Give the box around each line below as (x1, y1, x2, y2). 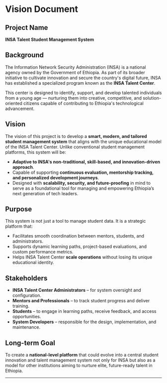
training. (12, 303, 30, 309)
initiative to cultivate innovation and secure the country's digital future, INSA (5, 75, 161, 81)
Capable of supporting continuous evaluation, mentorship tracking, (12, 169, 154, 175)
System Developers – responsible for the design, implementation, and (12, 319, 157, 325)
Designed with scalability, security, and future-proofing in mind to (12, 180, 151, 186)
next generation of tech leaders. (12, 190, 79, 196)
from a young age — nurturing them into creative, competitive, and (5, 95, 142, 101)
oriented (5, 100, 22, 106)
